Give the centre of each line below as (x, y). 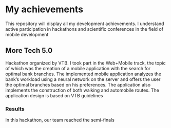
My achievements (44, 9)
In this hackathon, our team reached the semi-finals (60, 120)
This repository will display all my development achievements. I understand (85, 24)
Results (15, 109)
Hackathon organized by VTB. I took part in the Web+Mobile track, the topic (85, 63)
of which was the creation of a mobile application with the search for (78, 68)
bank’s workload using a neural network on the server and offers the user (83, 79)
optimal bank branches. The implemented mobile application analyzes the (83, 74)
